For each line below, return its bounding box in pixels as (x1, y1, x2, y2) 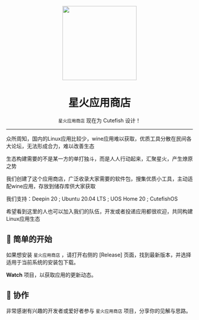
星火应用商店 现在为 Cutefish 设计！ (58, 116, 141, 124)
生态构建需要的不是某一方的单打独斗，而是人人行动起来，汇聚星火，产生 (6, 155, 182, 162)
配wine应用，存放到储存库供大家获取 (6, 182, 96, 189)
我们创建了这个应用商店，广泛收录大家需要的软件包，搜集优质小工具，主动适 (6, 175, 193, 182)
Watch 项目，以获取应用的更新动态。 (6, 271, 97, 278)
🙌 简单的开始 (6, 235, 52, 245)
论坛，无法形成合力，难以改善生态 (11, 142, 95, 150)
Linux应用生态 (6, 215, 40, 222)
